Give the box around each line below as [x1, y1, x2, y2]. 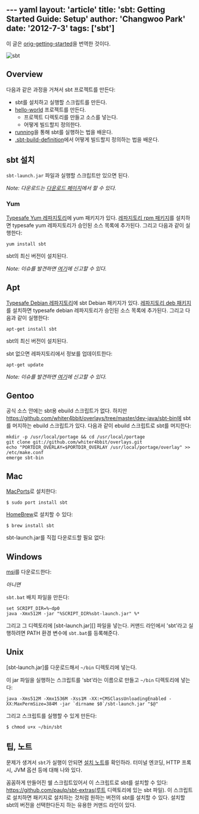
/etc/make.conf [6, 450, 44, 456]
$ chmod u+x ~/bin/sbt [6, 724, 63, 730]
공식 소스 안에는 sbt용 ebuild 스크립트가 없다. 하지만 [6, 407, 128, 414]
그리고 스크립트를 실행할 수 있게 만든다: [6, 712, 97, 719]
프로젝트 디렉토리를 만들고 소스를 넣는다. [23, 113, 118, 121]
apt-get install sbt [6, 326, 58, 332]
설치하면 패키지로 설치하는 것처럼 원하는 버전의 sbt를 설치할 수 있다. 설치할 [12, 794, 186, 801]
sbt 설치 [6, 155, 35, 165]
